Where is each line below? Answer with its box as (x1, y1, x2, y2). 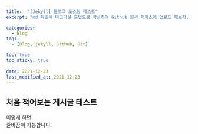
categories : (6, 25, 35, 31)
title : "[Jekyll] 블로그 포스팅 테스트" (6, 8, 98, 15)
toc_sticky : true (6, 57, 49, 63)
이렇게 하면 (6, 114, 32, 121)
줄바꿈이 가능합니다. (6, 122, 52, 129)
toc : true (6, 52, 31, 58)
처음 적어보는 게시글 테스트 (6, 97, 97, 107)
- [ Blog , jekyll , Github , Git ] (11, 41, 88, 47)
